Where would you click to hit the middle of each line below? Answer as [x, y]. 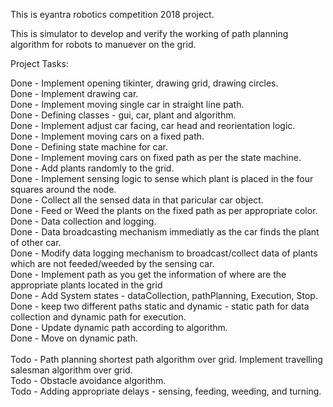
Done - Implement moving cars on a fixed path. [107, 136]
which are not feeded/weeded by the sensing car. [112, 263]
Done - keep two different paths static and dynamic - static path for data [160, 306]
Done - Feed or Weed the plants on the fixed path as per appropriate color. [164, 210]
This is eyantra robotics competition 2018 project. [112, 14]
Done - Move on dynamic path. [74, 338]
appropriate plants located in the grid [86, 285]
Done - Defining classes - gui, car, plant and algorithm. [123, 115]
